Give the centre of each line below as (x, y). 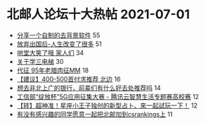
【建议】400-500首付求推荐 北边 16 (69, 79)
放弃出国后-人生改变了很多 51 (59, 44)
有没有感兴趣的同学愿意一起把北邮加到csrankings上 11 (95, 114)
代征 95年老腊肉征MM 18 (53, 70)
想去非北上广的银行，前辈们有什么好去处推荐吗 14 (89, 88)
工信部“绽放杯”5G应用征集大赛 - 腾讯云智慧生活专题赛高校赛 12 (108, 96)
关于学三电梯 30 (40, 61)
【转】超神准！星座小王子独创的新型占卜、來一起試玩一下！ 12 (107, 105)
